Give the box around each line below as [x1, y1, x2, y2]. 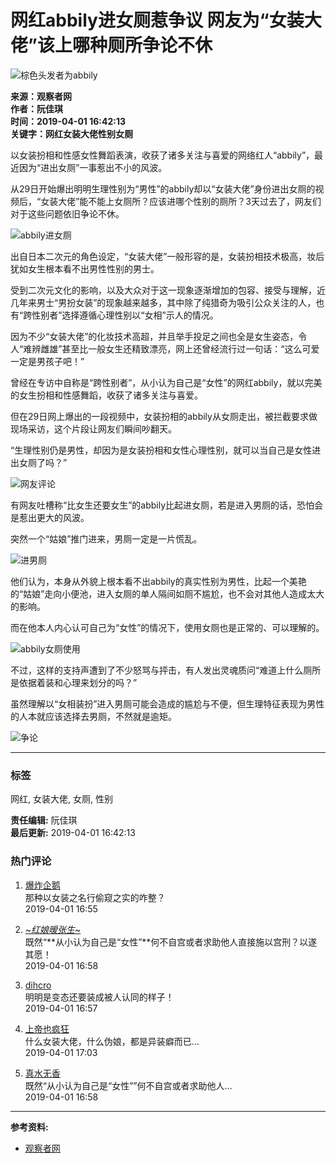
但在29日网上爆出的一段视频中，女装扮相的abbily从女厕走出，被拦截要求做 [10, 410, 318, 422]
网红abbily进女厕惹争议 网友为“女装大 [10, 9, 322, 32]
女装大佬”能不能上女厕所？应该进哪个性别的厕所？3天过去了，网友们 [40, 195, 322, 207]
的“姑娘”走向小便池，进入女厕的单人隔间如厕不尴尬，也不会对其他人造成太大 [10, 587, 325, 600]
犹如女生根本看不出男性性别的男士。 [10, 262, 160, 275]
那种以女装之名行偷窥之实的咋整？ [24, 891, 166, 903]
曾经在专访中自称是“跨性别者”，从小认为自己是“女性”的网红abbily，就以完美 [10, 376, 323, 388]
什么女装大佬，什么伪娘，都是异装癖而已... [24, 1035, 200, 1047]
